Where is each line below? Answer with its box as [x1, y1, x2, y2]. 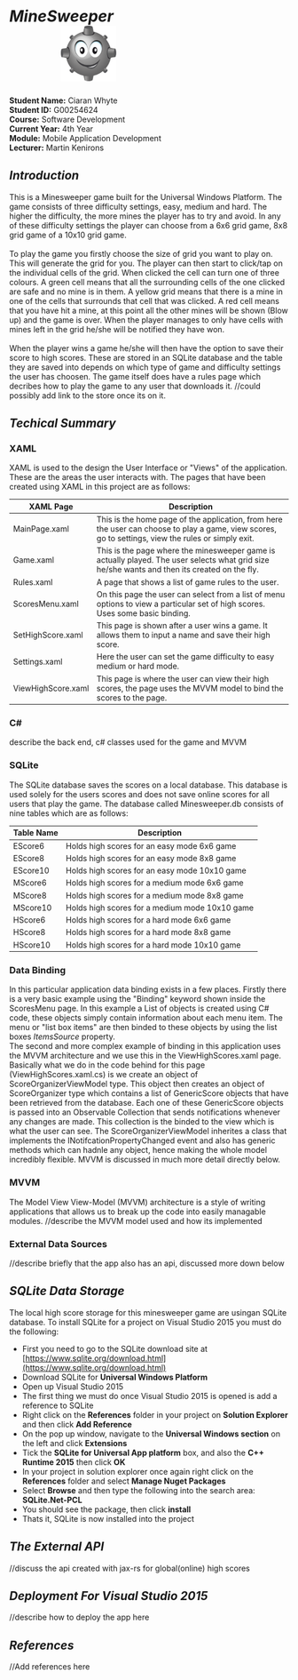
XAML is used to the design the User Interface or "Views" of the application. [9, 462, 288, 473]
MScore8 [12, 890, 47, 900]
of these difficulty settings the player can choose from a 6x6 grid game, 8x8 [9, 220, 288, 230]
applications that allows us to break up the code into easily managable [9, 1206, 266, 1217]
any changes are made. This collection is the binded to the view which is [9, 1116, 275, 1127]
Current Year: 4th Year [9, 123, 94, 134]
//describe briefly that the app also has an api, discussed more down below [9, 1258, 286, 1268]
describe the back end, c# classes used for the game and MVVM [9, 737, 247, 748]
